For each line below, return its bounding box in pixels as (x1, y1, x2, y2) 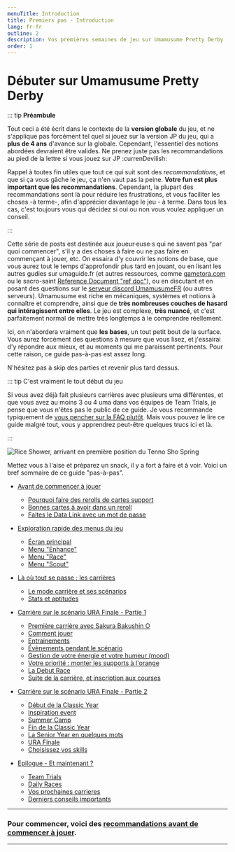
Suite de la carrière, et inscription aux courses (27, 673, 161, 682)
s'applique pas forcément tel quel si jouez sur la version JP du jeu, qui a (7, 132, 215, 140)
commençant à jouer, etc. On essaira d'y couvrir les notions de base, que (7, 254, 218, 263)
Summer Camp (27, 715, 71, 724)
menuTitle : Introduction (7, 10, 80, 18)
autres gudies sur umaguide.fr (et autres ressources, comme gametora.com (7, 269, 226, 277)
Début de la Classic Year (27, 701, 99, 709)
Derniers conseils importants (27, 795, 111, 803)
